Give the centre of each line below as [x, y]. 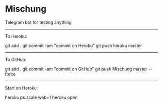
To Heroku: [16, 36]
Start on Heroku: [22, 88]
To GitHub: [16, 60]
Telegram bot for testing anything [38, 22]
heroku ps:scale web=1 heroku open [41, 97]
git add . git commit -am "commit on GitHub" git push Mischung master [76, 69]
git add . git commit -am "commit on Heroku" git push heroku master [73, 45]
